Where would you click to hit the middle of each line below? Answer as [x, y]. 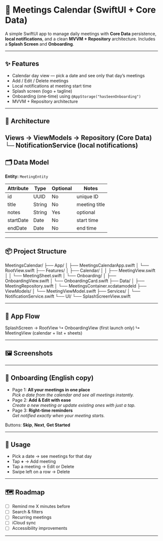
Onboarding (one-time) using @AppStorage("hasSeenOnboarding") [76, 96]
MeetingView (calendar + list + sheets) [44, 333]
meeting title [91, 204]
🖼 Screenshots [29, 353]
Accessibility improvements [40, 528]
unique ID [88, 197]
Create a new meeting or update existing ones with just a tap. [74, 405]
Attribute [18, 188]
